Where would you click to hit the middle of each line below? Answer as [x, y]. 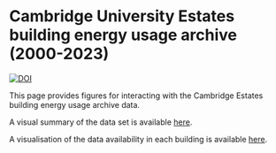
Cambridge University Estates [122, 16]
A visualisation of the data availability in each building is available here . [138, 139]
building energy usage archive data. [74, 104]
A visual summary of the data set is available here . [101, 122]
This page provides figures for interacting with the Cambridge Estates [136, 96]
